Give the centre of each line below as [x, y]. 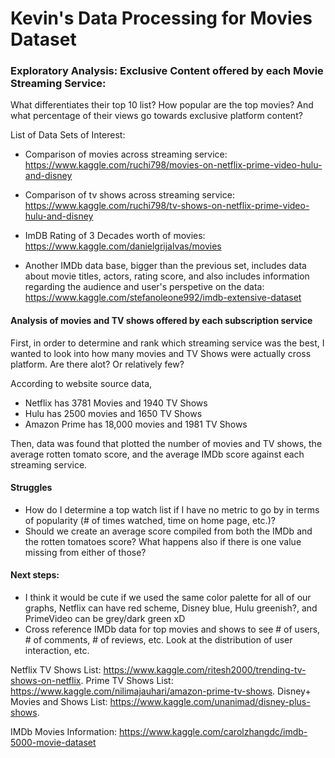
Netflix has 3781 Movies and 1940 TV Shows [116, 403]
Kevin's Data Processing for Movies [161, 18]
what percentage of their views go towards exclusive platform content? [156, 116]
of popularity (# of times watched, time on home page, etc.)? [150, 520]
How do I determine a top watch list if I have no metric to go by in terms [172, 509]
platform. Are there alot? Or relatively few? [97, 364]
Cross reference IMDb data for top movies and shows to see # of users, [172, 629]
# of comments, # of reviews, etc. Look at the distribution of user [158, 640]
